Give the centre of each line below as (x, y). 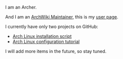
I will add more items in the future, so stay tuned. (56, 51)
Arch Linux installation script (42, 36)
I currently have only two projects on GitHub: (52, 26)
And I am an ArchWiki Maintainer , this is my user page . (62, 17)
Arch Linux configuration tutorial (46, 41)
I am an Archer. (21, 7)
